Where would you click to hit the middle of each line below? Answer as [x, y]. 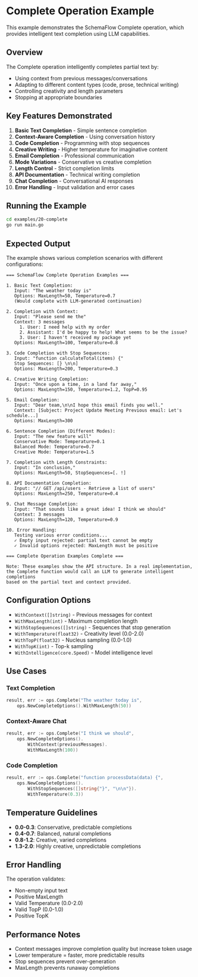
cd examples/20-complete [37, 219]
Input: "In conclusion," [45, 467]
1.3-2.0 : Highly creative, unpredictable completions [78, 846]
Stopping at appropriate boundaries [58, 97]
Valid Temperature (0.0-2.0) [49, 903]
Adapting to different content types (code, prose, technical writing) [97, 84]
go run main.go [25, 225]
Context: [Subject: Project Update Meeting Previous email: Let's [98, 410]
